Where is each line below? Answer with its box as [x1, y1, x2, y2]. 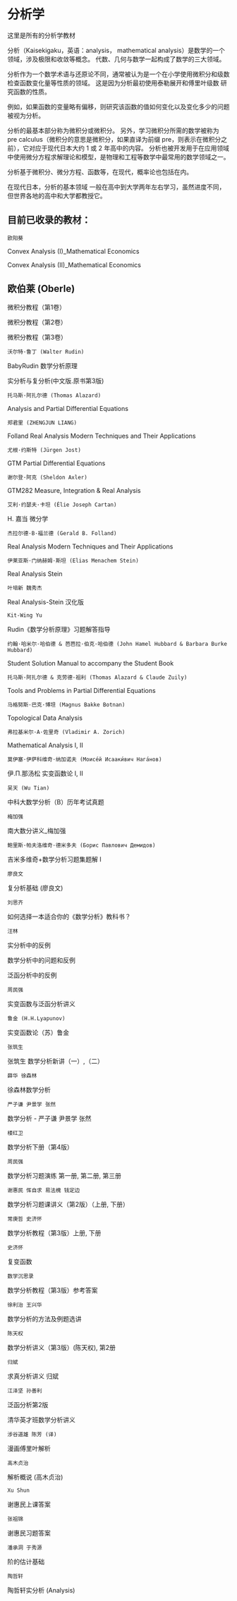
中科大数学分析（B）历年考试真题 [7, 797, 104, 806]
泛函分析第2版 [7, 1400, 49, 1409]
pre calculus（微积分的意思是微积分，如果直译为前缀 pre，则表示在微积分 [7, 135, 221, 143]
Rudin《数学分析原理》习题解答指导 [7, 625, 111, 633]
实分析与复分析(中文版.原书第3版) [7, 376, 104, 385]
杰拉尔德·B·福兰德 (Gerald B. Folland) [7, 529, 117, 536]
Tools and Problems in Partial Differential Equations [7, 686, 157, 694]
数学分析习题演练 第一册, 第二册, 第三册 [7, 1171, 121, 1179]
